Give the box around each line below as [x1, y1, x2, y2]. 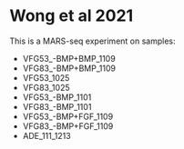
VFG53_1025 [22, 72, 70, 83]
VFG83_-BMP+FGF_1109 [22, 120, 114, 132]
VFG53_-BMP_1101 [22, 92, 92, 103]
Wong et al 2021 [9, 5, 134, 26]
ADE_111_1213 [22, 130, 71, 141]
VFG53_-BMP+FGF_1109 [22, 111, 114, 122]
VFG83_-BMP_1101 [22, 101, 92, 112]
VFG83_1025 [22, 82, 70, 93]
